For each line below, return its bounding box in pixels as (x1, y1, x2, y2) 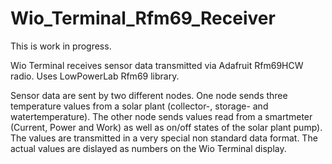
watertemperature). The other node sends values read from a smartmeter (10, 110, 313, 122)
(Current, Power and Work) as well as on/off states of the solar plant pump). (10, 121, 323, 133)
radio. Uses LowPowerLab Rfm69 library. (10, 70, 180, 82)
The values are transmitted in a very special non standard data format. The (10, 132, 318, 144)
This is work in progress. (10, 40, 112, 52)
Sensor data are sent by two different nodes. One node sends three (10, 89, 288, 101)
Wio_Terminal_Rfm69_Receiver (10, 7, 276, 30)
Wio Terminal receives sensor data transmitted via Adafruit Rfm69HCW (10, 59, 304, 71)
